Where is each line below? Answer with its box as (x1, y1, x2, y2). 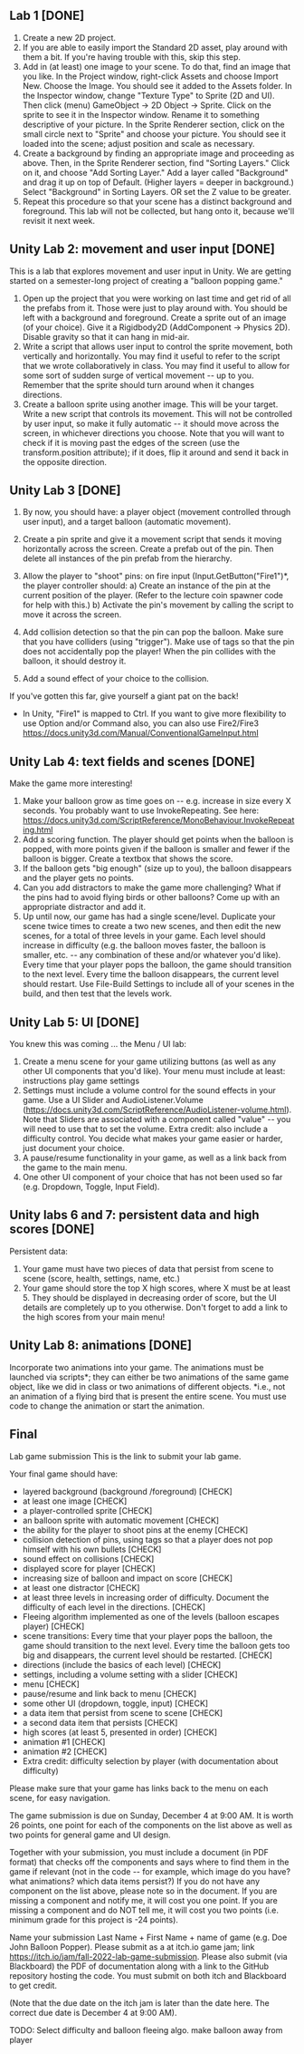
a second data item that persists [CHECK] (22, 1717, 178, 1728)
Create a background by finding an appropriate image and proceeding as (22, 148, 295, 159)
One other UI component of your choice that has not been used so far (22, 1172, 283, 1183)
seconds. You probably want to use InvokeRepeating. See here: (22, 805, 260, 816)
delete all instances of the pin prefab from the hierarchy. (22, 553, 233, 564)
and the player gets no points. (22, 873, 134, 884)
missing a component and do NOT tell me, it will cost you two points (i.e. (9, 1904, 279, 1915)
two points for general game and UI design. (9, 1829, 171, 1840)
